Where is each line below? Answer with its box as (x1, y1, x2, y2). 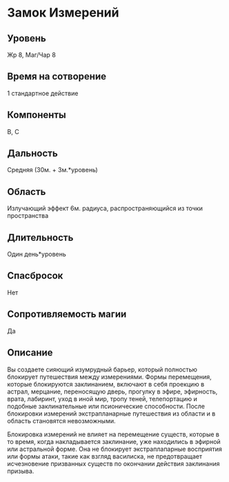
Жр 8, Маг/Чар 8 (7, 50, 57, 59)
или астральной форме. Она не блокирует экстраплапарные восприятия (7, 445, 223, 453)
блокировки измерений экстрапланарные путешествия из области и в (7, 409, 216, 418)
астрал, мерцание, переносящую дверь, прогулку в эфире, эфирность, (7, 387, 218, 396)
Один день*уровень (7, 250, 67, 259)
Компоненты (7, 109, 67, 121)
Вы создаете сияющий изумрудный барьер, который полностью (7, 365, 198, 373)
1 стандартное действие (7, 89, 79, 98)
